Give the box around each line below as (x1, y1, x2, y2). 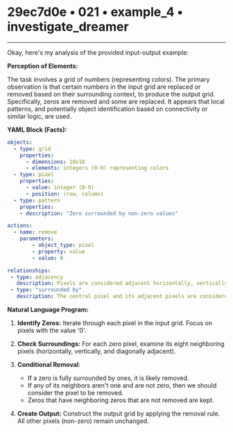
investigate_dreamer (7, 19, 130, 35)
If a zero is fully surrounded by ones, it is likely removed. (27, 374, 189, 382)
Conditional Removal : (17, 361, 81, 369)
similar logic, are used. (7, 112, 72, 120)
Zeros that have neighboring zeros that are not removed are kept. (27, 396, 214, 404)
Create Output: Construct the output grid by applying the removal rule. (17, 410, 221, 418)
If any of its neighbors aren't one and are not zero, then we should (27, 381, 217, 390)
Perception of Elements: (7, 62, 78, 70)
